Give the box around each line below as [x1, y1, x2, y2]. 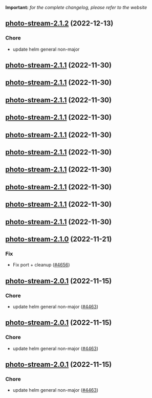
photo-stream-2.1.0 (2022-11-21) [5, 235, 112, 244]
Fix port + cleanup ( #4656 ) [12, 262, 70, 268]
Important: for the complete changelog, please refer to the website [5, 5, 147, 10]
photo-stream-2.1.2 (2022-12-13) [5, 19, 114, 28]
